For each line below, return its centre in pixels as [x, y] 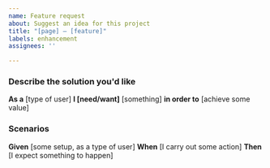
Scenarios [29, 129]
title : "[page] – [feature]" [58, 31]
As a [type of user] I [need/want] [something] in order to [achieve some [129, 99]
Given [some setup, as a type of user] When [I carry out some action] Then [135, 146]
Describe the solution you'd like [72, 82]
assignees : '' [32, 46]
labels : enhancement [43, 39]
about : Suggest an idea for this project [79, 24]
